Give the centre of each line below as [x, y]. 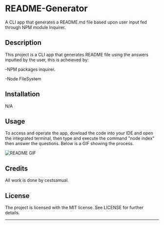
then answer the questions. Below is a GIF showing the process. [70, 144]
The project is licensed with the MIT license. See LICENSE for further [74, 207]
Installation [22, 94]
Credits [17, 168]
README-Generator [46, 9]
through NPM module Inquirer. [35, 27]
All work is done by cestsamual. [37, 180]
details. [12, 213]
